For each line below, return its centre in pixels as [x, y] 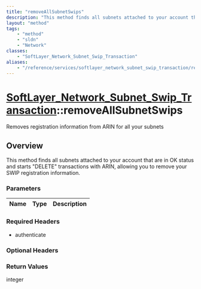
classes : [17, 51]
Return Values [27, 266]
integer [15, 279]
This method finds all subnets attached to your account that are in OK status [100, 160]
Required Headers [33, 222]
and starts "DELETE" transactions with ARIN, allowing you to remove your [97, 166]
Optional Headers [32, 250]
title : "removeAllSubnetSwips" [45, 12]
